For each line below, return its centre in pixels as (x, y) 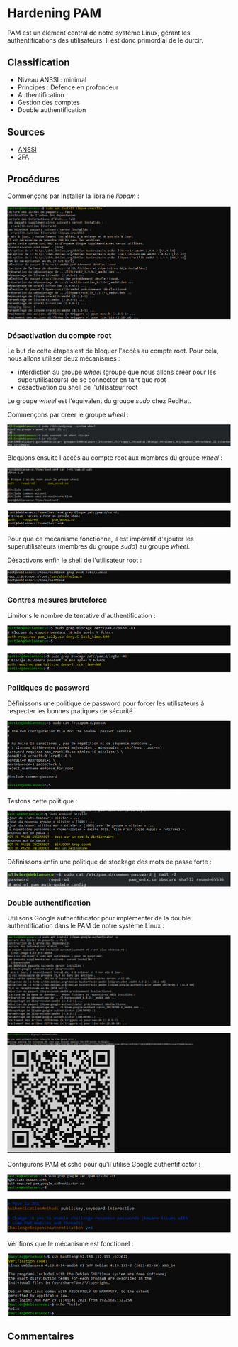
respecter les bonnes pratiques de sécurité (70, 710)
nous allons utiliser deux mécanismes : (64, 358)
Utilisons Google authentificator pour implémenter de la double (99, 918)
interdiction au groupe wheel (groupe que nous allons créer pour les (117, 372)
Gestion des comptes (49, 102)
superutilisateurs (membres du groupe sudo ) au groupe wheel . (99, 546)
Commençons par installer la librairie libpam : (73, 196)
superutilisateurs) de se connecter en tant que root (92, 379)
